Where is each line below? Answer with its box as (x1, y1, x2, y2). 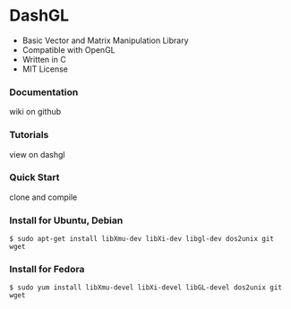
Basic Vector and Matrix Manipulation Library (21, 35, 190, 46)
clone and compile (9, 192, 78, 202)
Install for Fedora (9, 263, 85, 276)
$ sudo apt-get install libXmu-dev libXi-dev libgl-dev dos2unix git (9, 235, 275, 244)
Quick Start (9, 171, 60, 184)
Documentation (9, 86, 79, 99)
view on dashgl (9, 149, 65, 159)
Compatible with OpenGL (21, 44, 116, 55)
